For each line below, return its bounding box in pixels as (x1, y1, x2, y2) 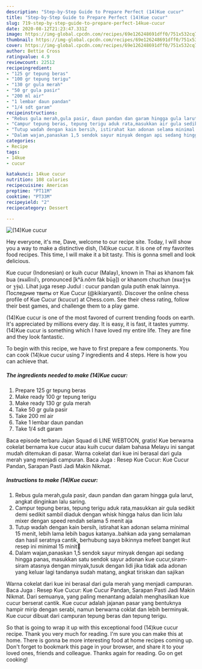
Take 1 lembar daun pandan (14, 419, 84, 426)
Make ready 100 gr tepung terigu (14, 393, 97, 401)
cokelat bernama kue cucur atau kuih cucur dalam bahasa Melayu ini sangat (6, 443, 195, 451)
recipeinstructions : (6, 110, 58, 116)
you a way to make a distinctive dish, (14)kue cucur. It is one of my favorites (6, 245, 194, 252)
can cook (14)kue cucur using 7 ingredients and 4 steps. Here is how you (6, 351, 188, 359)
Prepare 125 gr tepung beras (14, 387, 86, 394)
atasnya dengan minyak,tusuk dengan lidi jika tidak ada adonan (29, 562, 188, 569)
